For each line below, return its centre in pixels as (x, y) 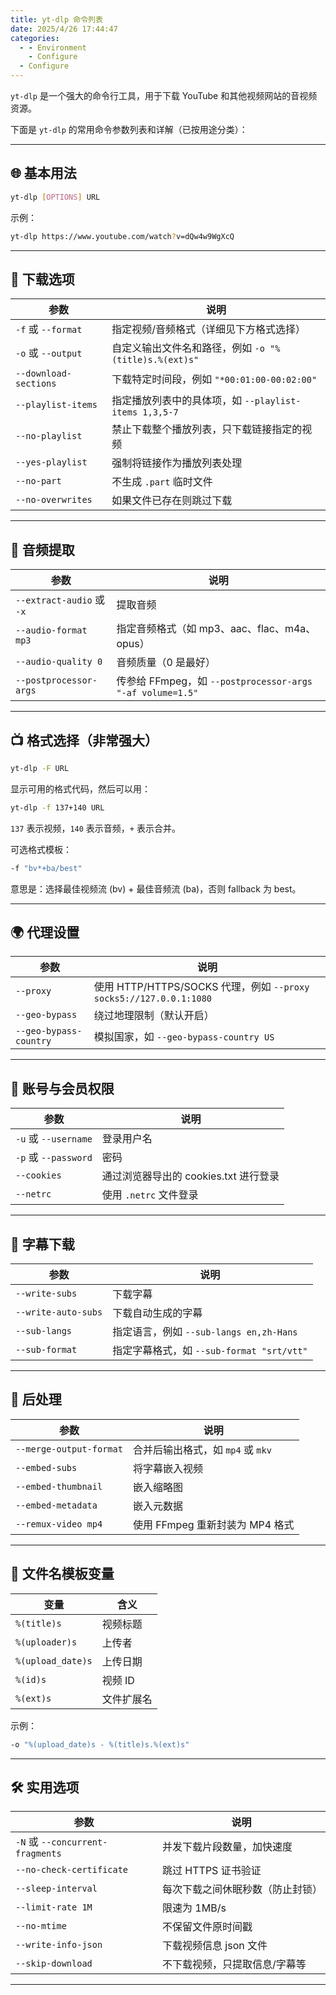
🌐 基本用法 (43, 173)
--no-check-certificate (72, 1870)
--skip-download (54, 1964)
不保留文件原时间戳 (207, 1927)
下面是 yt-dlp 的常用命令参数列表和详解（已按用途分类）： (129, 129)
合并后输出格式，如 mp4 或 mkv (202, 1449)
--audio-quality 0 (59, 662)
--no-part (38, 481)
